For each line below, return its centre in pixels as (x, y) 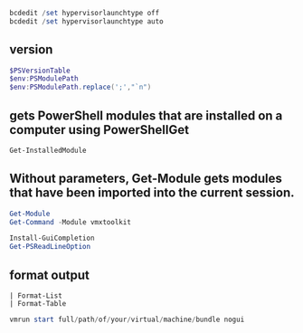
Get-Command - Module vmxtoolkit (70, 222)
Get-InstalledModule (48, 150)
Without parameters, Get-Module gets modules (146, 179)
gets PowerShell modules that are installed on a (146, 115)
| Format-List (36, 296)
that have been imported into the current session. (152, 193)
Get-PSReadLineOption (50, 247)
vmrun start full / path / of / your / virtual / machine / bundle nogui (127, 319)
